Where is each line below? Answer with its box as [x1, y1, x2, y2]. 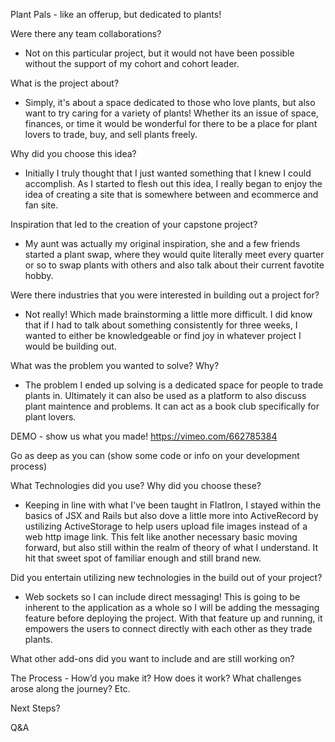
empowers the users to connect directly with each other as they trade [24, 623, 313, 634]
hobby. [24, 270, 54, 281]
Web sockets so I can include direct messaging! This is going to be [24, 591, 301, 603]
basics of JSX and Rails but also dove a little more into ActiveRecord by [24, 510, 319, 521]
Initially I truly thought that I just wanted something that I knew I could [24, 167, 312, 179]
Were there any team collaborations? [10, 28, 162, 39]
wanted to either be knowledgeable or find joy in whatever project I [24, 330, 302, 341]
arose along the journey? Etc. [10, 683, 131, 694]
